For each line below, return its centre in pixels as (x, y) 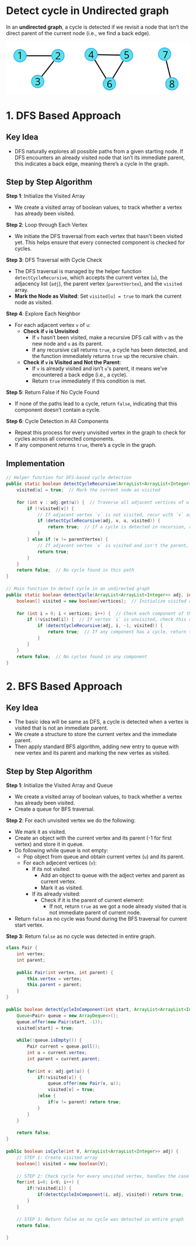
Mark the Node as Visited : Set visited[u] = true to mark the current (98, 296)
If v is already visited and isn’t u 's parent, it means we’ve (99, 369)
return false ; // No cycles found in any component (82, 656)
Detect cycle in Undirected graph (87, 11)
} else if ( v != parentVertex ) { (68, 539)
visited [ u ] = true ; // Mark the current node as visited (88, 490)
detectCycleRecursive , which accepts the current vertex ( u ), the (91, 278)
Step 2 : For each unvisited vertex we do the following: (71, 821)
